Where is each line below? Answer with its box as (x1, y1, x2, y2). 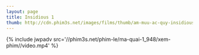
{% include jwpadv (6, 36, 52, 43)
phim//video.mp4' (6, 42, 50, 49)
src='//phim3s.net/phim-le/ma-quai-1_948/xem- (53, 36, 171, 43)
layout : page (6, 8, 38, 15)
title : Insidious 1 (6, 14, 54, 20)
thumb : (6, 20, 23, 25)
